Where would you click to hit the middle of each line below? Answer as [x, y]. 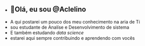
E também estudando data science [47, 32]
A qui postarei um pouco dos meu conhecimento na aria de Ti [75, 21]
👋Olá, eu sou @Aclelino [48, 9]
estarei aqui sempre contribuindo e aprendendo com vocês [72, 38]
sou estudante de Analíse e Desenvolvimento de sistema [69, 27]
